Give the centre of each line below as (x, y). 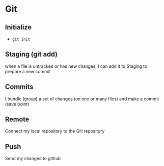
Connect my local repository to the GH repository (55, 131)
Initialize (18, 27)
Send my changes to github (33, 159)
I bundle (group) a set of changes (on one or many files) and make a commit (82, 99)
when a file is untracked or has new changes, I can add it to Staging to (76, 66)
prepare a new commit (28, 71)
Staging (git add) (31, 54)
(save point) (17, 104)
